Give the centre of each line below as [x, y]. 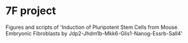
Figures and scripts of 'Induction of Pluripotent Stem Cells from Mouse [92, 27]
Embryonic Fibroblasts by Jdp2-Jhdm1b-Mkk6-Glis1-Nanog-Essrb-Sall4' [94, 33]
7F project [31, 11]
